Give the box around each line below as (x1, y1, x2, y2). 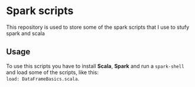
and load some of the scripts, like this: (6, 69, 99, 76)
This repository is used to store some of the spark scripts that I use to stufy (6, 24, 190, 31)
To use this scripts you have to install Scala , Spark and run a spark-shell (6, 62, 184, 69)
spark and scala (6, 29, 45, 36)
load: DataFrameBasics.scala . (6, 75, 80, 82)
